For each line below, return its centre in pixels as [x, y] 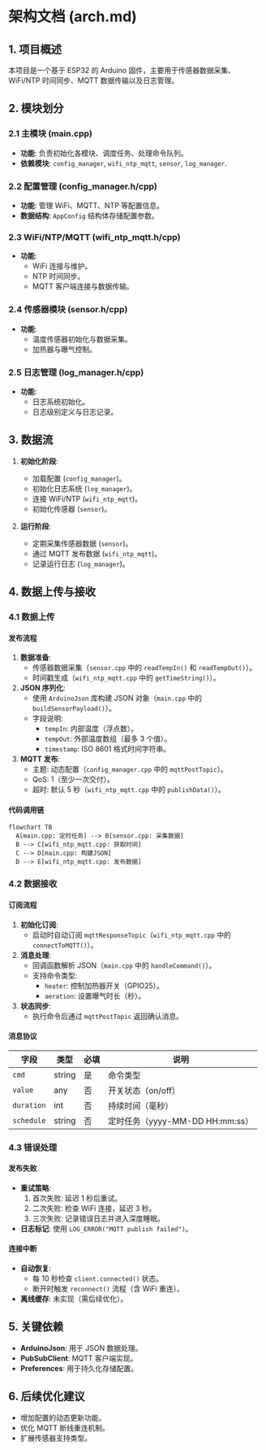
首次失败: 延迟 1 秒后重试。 [77, 1198]
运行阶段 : [35, 526]
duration [29, 1105]
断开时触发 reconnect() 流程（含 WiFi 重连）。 [108, 1289]
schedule [29, 1120]
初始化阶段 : [39, 461]
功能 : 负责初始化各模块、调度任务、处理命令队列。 [104, 153]
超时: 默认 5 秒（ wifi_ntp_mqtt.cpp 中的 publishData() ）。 [129, 790]
